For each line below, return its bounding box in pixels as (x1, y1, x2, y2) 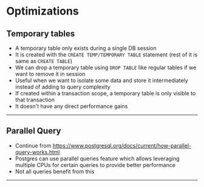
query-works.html (15, 148, 60, 155)
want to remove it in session (15, 70, 86, 77)
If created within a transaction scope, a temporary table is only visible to (15, 90, 196, 97)
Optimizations (6, 4, 79, 18)
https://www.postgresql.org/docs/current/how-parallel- (52, 141, 192, 149)
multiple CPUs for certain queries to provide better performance (15, 161, 176, 168)
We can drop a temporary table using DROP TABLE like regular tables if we (15, 64, 197, 71)
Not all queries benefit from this (15, 168, 95, 175)
